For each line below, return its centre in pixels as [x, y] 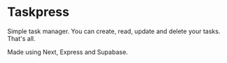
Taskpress [39, 12]
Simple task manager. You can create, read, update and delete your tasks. [114, 31]
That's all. [21, 38]
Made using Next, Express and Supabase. [68, 52]
